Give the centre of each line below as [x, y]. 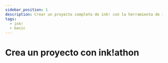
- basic [18, 28]
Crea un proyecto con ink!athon [72, 53]
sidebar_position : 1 [27, 10]
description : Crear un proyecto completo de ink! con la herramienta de [82, 14]
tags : [11, 19]
